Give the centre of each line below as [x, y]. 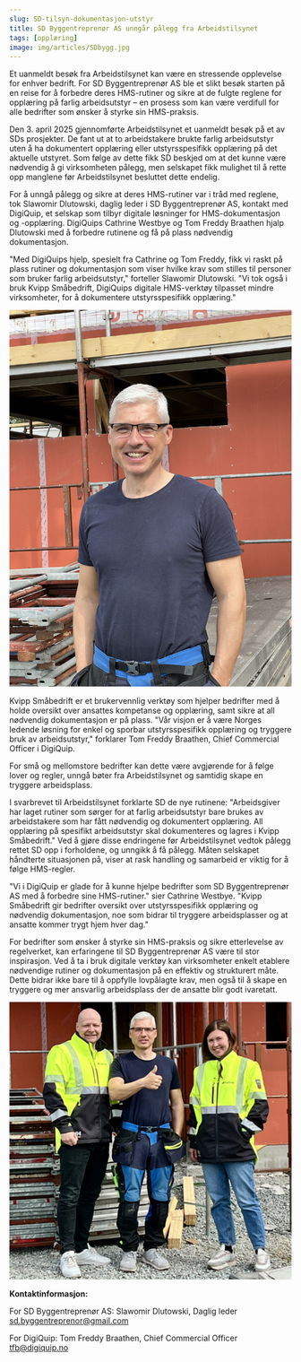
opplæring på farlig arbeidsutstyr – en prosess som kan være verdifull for [144, 102]
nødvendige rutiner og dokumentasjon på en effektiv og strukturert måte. [144, 971]
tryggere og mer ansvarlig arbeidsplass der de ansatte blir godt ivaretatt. [143, 990]
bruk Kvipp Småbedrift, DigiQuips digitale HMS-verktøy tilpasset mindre [142, 288]
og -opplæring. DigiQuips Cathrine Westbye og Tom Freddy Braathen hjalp [147, 223]
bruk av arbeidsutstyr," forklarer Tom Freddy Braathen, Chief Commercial [144, 739]
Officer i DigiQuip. [43, 749]
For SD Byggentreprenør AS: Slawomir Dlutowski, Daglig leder [124, 1311]
